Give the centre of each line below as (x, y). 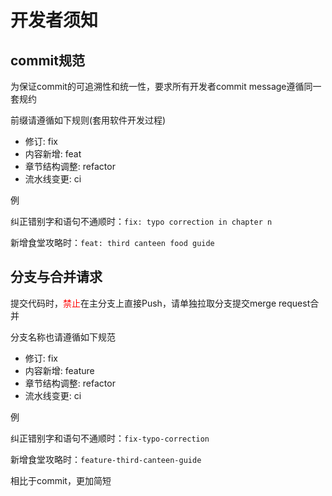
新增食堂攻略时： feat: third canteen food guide (112, 242)
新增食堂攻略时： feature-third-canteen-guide (106, 459)
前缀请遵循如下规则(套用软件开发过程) (88, 120)
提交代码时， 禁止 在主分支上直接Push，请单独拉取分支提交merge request (160, 303)
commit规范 (47, 60)
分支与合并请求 (56, 277)
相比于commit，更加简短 (61, 480)
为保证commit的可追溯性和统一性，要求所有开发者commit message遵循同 (161, 86)
